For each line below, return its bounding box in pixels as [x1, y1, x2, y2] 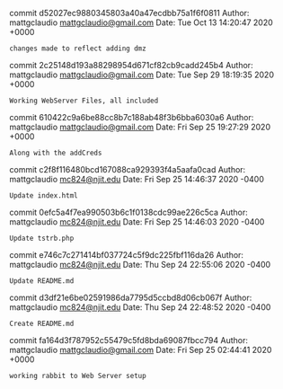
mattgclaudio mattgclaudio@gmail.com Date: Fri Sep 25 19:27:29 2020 [9, 121, 271, 132]
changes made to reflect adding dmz [9, 44, 146, 53]
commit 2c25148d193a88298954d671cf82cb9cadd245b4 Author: [9, 60, 253, 70]
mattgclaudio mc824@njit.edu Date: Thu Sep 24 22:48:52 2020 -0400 [9, 302, 271, 313]
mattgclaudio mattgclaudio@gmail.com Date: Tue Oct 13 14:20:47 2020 [9, 17, 274, 28]
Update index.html [9, 191, 78, 200]
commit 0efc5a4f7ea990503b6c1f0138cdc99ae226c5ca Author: [9, 207, 249, 217]
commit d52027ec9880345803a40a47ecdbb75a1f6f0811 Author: [9, 8, 250, 18]
